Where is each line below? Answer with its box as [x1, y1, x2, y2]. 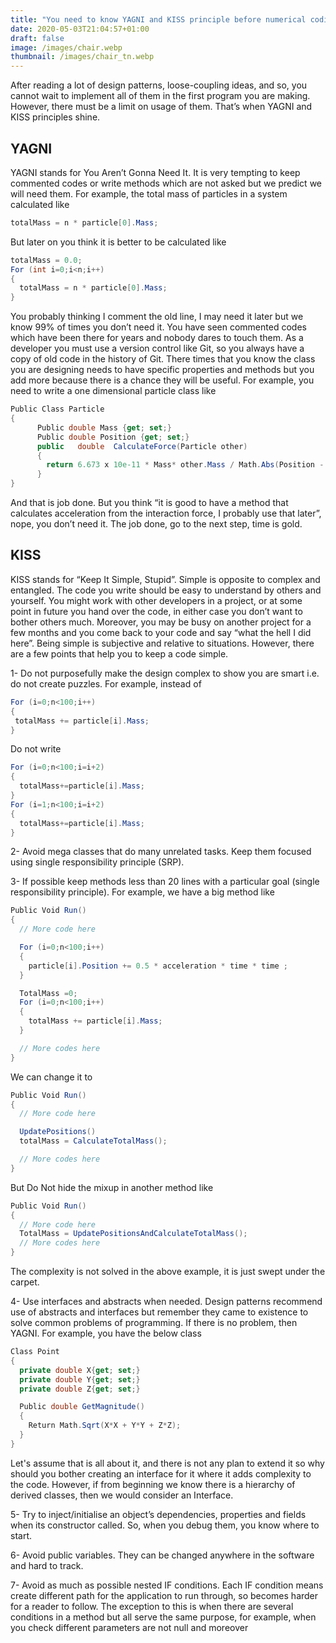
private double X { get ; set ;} [19, 1365, 141, 1375]
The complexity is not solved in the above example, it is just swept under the [10, 1266, 326, 1277]
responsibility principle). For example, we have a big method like [10, 886, 275, 898]
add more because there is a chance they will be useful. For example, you [10, 374, 315, 386]
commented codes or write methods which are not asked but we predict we [10, 177, 323, 189]
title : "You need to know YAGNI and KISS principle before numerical [10, 14, 307, 25]
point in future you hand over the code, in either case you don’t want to [10, 605, 303, 617]
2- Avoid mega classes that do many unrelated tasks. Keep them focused [10, 846, 312, 858]
